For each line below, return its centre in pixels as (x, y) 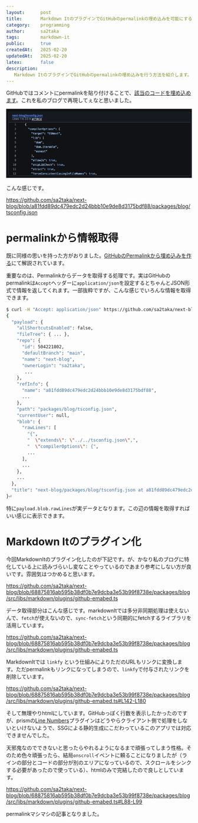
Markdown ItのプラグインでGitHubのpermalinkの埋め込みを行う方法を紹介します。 (103, 75)
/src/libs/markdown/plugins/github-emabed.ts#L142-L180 (76, 701)
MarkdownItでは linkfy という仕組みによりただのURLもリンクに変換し (92, 662)
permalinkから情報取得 (62, 238)
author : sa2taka (33, 31)
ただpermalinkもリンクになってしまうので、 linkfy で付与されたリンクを (103, 669)
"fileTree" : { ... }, (43, 334)
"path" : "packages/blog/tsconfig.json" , (67, 409)
